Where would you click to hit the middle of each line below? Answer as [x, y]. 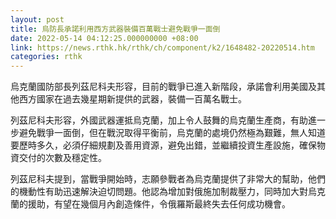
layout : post [37, 19]
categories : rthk [46, 57]
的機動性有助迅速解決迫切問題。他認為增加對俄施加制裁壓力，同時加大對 [159, 192]
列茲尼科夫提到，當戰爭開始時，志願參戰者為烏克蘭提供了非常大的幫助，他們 [168, 179]
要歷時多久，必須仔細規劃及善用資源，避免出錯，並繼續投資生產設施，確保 [163, 145]
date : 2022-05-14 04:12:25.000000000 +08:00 [104, 38]
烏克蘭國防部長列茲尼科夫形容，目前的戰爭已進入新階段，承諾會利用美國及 [163, 87]
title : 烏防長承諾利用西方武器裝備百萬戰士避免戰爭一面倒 [115, 29]
